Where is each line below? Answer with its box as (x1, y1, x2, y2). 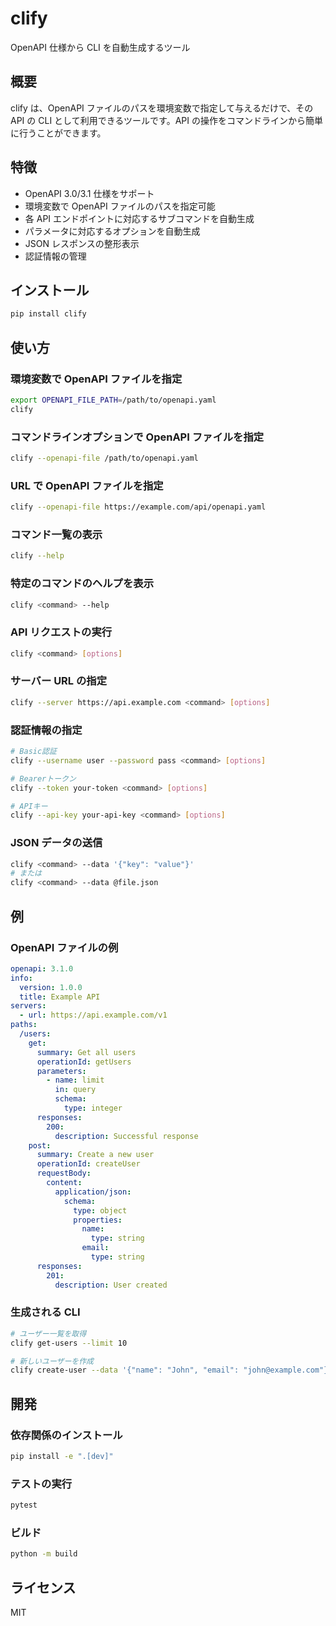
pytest (10, 1500, 38, 1511)
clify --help (10, 551, 65, 561)
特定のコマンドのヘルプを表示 (10, 577, 155, 591)
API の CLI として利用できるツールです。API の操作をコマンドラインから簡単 (10, 114, 323, 126)
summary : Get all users (36, 1047, 137, 1057)
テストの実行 (10, 1477, 73, 1491)
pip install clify (10, 309, 87, 319)
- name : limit (46, 1075, 105, 1086)
